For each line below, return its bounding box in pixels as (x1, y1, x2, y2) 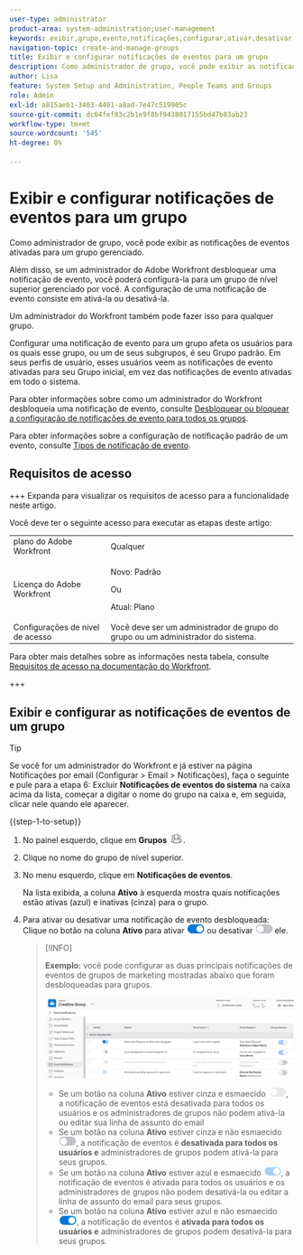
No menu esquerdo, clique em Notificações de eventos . (22, 870, 233, 881)
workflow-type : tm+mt (9, 119, 91, 128)
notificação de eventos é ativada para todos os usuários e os (58, 1176, 286, 1187)
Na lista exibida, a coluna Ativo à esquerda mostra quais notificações (22, 887, 280, 898)
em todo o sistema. (9, 376, 81, 387)
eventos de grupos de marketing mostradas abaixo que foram (44, 969, 275, 980)
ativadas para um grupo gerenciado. (9, 247, 144, 258)
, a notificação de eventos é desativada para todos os (76, 1137, 278, 1147)
